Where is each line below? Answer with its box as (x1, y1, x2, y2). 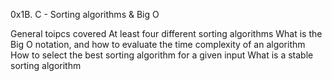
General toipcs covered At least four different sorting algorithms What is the (10, 28, 323, 39)
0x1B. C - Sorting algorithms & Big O (10, 9, 160, 20)
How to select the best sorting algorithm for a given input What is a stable (10, 49, 314, 61)
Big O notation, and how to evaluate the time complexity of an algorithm (10, 39, 306, 50)
